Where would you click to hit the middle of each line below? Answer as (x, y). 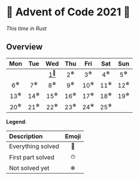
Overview (25, 47)
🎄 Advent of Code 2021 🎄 (68, 12)
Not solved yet (29, 168)
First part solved (32, 157)
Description (26, 136)
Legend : (17, 122)
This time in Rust (27, 28)
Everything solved (34, 146)
